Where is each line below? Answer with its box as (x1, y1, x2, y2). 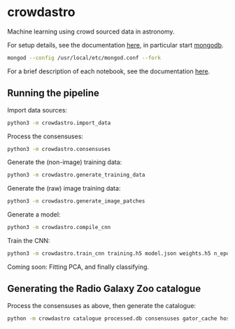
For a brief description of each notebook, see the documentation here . (7, 67, 211, 75)
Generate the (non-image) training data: (7, 158, 122, 166)
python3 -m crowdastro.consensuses (7, 145, 111, 152)
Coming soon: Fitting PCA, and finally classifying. (7, 263, 149, 271)
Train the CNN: (7, 237, 50, 244)
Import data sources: (7, 105, 68, 114)
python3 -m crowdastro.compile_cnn (7, 224, 111, 231)
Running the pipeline (7, 87, 99, 99)
